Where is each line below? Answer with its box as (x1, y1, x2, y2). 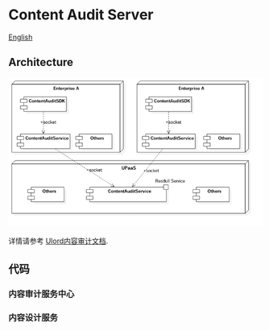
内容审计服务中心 (8, 288, 75, 299)
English (8, 32, 33, 42)
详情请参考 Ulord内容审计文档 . (8, 236, 109, 246)
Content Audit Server (8, 6, 154, 24)
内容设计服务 (8, 311, 59, 323)
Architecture (8, 56, 74, 69)
